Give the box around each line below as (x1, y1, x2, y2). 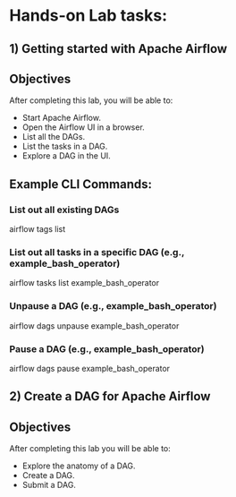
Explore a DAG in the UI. (21, 150, 112, 161)
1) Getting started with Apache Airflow (9, 41, 228, 56)
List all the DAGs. (21, 132, 86, 142)
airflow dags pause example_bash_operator (9, 363, 171, 373)
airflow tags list (9, 224, 66, 235)
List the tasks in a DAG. (21, 141, 108, 152)
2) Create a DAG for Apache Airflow (9, 389, 211, 404)
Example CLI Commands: (9, 176, 152, 192)
